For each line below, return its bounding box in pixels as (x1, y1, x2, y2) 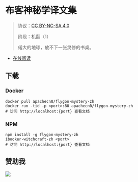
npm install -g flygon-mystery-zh (5, 132, 79, 137)
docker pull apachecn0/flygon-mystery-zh (5, 99, 95, 104)
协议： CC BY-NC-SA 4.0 (17, 22, 70, 29)
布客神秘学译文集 (5, 5, 77, 16)
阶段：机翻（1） (17, 33, 51, 39)
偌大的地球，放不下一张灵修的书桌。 (17, 44, 94, 50)
